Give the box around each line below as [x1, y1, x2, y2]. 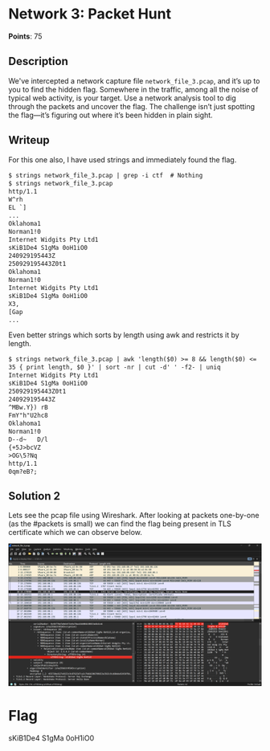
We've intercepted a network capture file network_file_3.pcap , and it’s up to [8, 76, 260, 85]
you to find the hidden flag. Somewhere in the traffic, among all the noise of [8, 84, 259, 94]
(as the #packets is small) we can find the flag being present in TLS [8, 519, 231, 529]
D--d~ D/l [8, 435, 48, 443]
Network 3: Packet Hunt [8, 5, 171, 23]
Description [8, 55, 68, 68]
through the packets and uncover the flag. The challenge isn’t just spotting [8, 101, 256, 111]
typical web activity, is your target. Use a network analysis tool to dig [8, 93, 237, 103]
